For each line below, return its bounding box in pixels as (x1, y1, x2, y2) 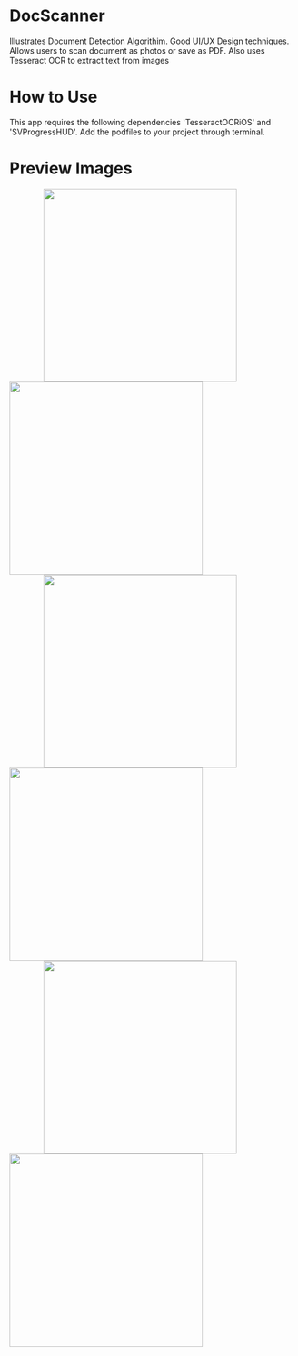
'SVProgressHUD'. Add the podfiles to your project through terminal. (9, 126, 265, 137)
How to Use (9, 87, 98, 107)
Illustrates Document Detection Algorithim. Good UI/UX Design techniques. (9, 35, 290, 46)
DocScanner (9, 5, 106, 26)
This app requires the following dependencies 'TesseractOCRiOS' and (9, 116, 272, 127)
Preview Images (9, 158, 133, 179)
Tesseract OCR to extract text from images (9, 54, 170, 65)
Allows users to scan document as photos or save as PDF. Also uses (9, 45, 265, 55)
